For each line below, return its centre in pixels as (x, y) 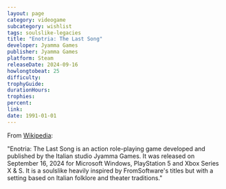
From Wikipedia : (30, 135)
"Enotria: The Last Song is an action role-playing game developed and (106, 148)
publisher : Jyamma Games (43, 52)
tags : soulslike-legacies (44, 33)
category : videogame (37, 20)
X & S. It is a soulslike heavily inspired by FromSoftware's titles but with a (110, 170)
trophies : (21, 97)
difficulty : (24, 77)
